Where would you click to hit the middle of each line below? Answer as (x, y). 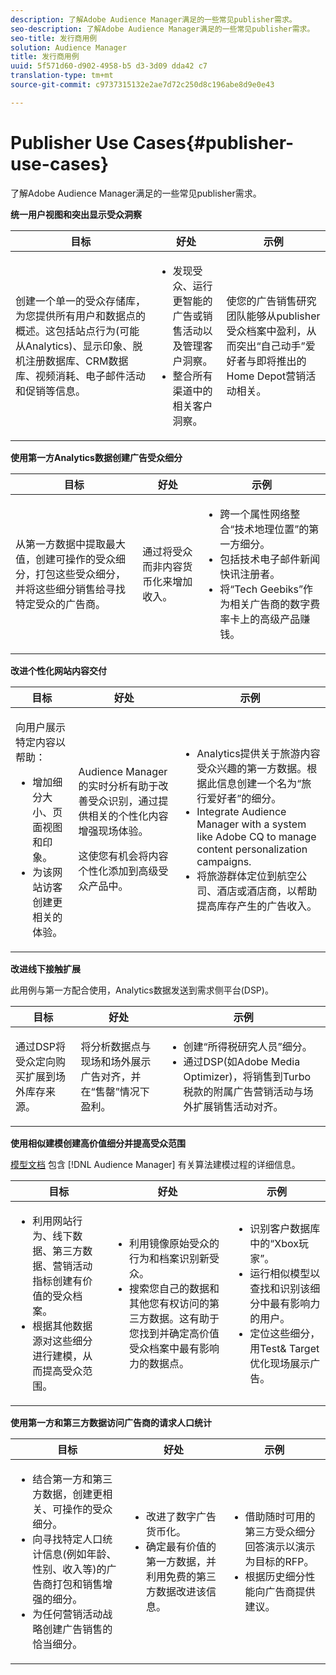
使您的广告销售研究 (271, 301)
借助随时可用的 (280, 1516)
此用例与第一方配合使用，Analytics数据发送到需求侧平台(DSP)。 (142, 990)
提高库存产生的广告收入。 (257, 906)
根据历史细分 (275, 1576)
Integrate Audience (241, 811)
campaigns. (224, 861)
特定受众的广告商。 (61, 604)
